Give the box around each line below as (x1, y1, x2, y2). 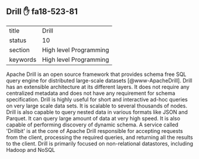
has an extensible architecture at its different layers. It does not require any (6, 83, 190, 90)
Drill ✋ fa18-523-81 (6, 7, 78, 17)
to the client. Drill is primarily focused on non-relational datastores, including (6, 140, 194, 147)
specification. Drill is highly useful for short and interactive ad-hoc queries (6, 96, 188, 103)
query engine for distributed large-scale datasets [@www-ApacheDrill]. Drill (6, 77, 192, 84)
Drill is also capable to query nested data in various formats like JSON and (6, 108, 188, 116)
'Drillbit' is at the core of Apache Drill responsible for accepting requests (6, 127, 183, 134)
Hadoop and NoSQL (6, 146, 55, 153)
